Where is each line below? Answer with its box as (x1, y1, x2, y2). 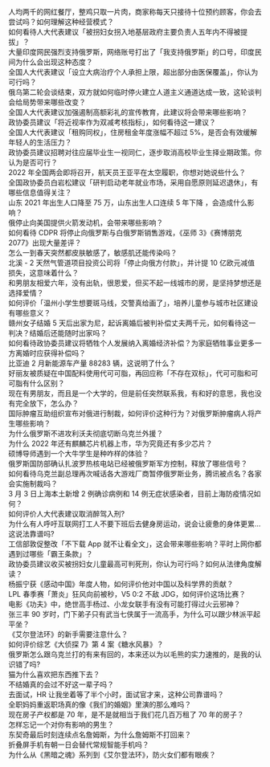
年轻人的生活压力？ (8, 137, 72, 147)
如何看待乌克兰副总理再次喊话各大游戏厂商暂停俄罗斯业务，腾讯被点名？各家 (8, 469, 262, 478)
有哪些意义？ (8, 308, 51, 317)
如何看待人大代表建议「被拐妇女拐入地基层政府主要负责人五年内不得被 (8, 27, 241, 36)
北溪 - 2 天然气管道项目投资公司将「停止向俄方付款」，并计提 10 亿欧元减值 (8, 258, 256, 267)
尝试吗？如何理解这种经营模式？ (8, 17, 114, 27)
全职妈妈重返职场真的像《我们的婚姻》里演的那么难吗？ (8, 700, 191, 709)
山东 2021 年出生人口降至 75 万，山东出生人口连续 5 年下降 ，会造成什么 (8, 198, 247, 207)
